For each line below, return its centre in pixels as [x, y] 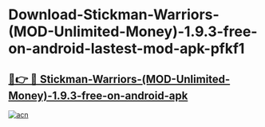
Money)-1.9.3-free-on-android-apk [98, 95]
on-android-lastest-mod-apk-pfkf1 [127, 49]
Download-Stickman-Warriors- [114, 15]
